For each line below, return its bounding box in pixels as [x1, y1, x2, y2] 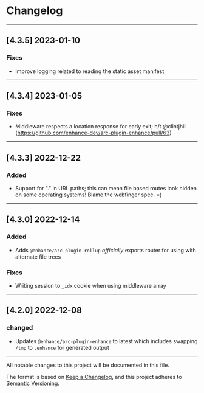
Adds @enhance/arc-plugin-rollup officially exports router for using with [15, 246, 196, 254]
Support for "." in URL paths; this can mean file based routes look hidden [15, 185, 197, 192]
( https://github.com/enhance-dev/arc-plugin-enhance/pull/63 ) [15, 129, 172, 137]
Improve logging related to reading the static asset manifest [15, 68, 165, 75]
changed [6, 324, 33, 332]
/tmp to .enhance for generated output [15, 344, 109, 351]
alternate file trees [15, 253, 61, 260]
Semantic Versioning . [6, 380, 59, 387]
